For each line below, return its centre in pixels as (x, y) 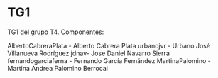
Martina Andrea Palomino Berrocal (58, 68)
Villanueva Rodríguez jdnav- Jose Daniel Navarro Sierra (89, 53)
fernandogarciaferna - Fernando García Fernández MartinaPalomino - (109, 60)
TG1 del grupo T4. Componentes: (56, 32)
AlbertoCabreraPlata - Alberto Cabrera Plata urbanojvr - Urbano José (109, 45)
